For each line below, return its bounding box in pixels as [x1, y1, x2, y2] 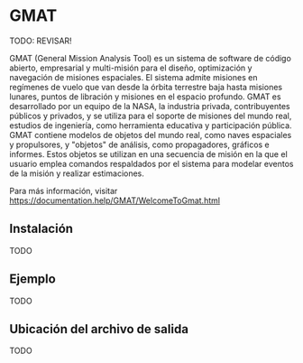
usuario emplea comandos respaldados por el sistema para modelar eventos [9, 158, 294, 169]
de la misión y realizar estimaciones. [9, 168, 144, 179]
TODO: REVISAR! [9, 35, 72, 46]
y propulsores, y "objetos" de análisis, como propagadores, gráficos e [9, 139, 271, 150]
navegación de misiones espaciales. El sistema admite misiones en [9, 71, 258, 82]
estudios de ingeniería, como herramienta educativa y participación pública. [9, 119, 292, 131]
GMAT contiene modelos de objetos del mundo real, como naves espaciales [9, 129, 292, 140]
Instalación [9, 221, 74, 237]
